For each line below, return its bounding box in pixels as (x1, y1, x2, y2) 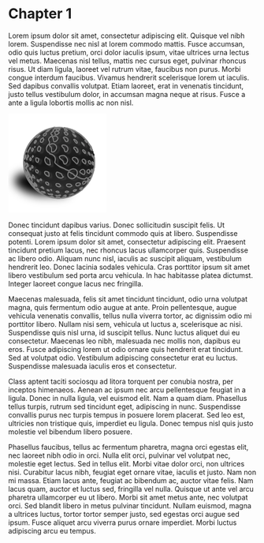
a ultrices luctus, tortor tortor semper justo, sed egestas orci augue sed (8, 509, 240, 519)
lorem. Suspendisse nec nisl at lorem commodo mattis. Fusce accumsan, (8, 39, 245, 48)
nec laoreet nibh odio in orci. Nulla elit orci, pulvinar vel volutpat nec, (8, 451, 231, 460)
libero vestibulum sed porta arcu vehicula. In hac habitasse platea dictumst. (8, 270, 254, 280)
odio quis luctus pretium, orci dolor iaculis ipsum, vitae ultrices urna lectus (8, 47, 250, 57)
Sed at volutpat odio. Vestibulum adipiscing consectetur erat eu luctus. (8, 353, 238, 362)
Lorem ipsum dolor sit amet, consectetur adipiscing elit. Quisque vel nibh (8, 31, 245, 40)
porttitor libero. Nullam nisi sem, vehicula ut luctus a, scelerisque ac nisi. (8, 319, 243, 328)
